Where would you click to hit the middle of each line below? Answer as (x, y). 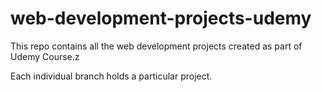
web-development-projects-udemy (161, 18)
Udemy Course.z (45, 56)
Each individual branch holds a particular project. (111, 76)
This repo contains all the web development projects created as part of (156, 46)
